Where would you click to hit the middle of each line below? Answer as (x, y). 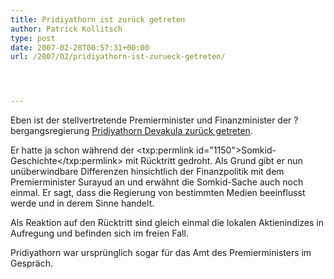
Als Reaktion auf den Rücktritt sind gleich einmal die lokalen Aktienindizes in (167, 223)
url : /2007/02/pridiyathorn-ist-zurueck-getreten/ (118, 57)
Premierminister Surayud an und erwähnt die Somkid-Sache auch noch (157, 182)
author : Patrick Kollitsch (66, 29)
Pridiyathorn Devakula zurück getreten (171, 131)
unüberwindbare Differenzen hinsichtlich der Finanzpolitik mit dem (147, 172)
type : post (33, 38)
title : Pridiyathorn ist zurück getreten (98, 19)
